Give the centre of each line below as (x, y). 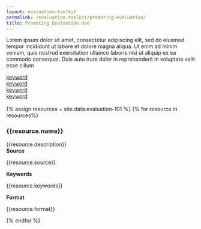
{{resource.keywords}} (34, 185)
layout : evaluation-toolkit (41, 12)
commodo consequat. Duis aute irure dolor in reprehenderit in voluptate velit (100, 59)
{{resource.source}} (31, 162)
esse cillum (20, 66)
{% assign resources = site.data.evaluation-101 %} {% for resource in (92, 109)
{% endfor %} (23, 221)
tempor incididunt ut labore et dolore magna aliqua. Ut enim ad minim (92, 46)
